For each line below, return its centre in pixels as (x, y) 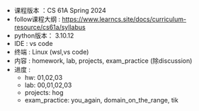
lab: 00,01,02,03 (48, 85)
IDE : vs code (33, 43)
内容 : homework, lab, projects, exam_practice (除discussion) (103, 61)
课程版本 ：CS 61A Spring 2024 (60, 10)
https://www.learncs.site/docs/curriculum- (124, 19)
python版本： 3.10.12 (44, 35)
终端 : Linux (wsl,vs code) (51, 52)
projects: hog (44, 93)
